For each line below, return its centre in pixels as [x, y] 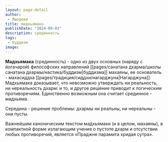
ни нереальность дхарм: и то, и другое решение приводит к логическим [83, 88]
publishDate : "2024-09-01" [33, 29]
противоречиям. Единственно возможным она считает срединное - [79, 93]
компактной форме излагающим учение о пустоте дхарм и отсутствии [81, 129]
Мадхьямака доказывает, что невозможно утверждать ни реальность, [81, 83]
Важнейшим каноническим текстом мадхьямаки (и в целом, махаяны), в [84, 123]
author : [13, 15]
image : [12, 47]
